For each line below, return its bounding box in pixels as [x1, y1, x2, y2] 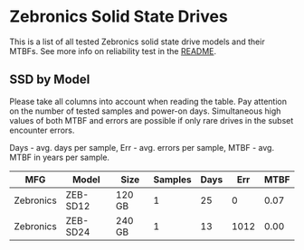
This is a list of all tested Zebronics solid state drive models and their [9, 36, 265, 47]
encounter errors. [9, 125, 75, 135]
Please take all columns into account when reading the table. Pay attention [9, 96, 288, 106]
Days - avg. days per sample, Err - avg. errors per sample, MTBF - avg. [9, 142, 274, 153]
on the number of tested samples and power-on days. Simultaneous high [9, 106, 281, 116]
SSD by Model [9, 72, 90, 88]
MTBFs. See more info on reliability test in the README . [9, 45, 217, 56]
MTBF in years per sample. [9, 152, 110, 162]
